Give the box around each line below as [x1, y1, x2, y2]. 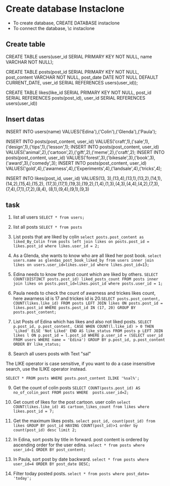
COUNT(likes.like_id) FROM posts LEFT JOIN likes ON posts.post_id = [13, 301, 163, 306]
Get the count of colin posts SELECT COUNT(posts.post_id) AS [13, 385, 141, 391]
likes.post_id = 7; [13, 409, 55, 414]
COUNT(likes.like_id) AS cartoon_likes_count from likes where [13, 405, 150, 410]
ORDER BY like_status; [13, 342, 61, 347]
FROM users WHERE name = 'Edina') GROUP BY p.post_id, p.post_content [13, 338, 165, 343]
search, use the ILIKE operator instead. [6, 366, 87, 372]
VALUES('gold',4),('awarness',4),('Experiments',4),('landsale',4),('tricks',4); [6, 165, 162, 171]
